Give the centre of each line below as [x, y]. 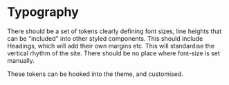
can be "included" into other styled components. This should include [105, 38]
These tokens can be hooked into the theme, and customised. [95, 74]
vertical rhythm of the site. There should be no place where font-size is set [113, 53]
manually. [21, 60]
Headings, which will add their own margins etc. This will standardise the [111, 46]
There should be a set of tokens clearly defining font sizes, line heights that [114, 31]
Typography [43, 12]
